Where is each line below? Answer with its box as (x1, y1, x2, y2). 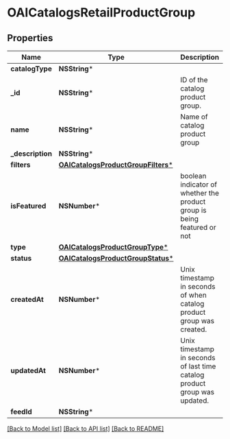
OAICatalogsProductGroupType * (58, 242, 168, 252)
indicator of (180, 180, 218, 189)
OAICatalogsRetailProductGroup (7, 5, 196, 21)
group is (180, 206, 207, 215)
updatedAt (10, 366, 47, 375)
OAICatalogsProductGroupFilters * (58, 160, 173, 169)
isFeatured (10, 201, 47, 211)
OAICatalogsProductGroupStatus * (58, 254, 174, 263)
